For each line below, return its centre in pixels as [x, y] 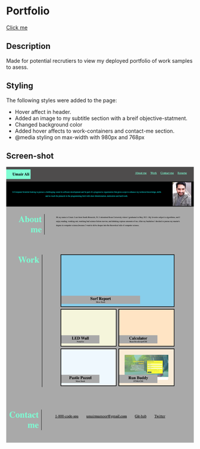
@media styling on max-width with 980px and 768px [79, 137]
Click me [17, 27]
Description [28, 46]
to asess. [17, 67]
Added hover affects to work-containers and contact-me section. [94, 131]
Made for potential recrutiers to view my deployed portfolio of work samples [99, 60]
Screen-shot [30, 156]
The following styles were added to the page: [62, 100]
